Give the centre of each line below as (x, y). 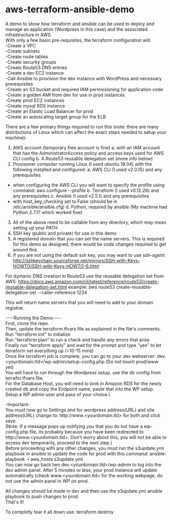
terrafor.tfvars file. (24, 378)
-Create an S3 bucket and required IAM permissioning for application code (84, 89)
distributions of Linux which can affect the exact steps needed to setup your (86, 132)
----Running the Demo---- (33, 318)
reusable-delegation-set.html (36, 287)
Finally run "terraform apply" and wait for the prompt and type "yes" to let (83, 345)
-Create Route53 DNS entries (36, 67)
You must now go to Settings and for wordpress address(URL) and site (80, 410)
